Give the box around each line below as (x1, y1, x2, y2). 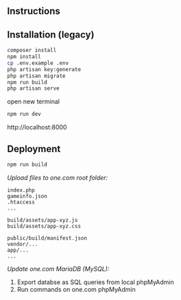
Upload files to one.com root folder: (7, 173, 108, 182)
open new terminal (7, 97, 60, 105)
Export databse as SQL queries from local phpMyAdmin (16, 277, 174, 286)
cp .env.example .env (7, 60, 69, 66)
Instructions (7, 5, 60, 17)
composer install (7, 47, 57, 54)
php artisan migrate (7, 72, 67, 79)
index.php (7, 186, 36, 194)
